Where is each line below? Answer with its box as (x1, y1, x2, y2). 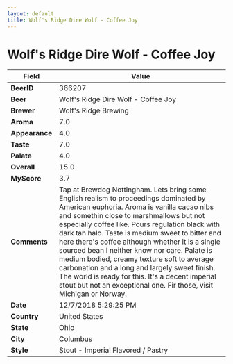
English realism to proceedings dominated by (58, 194, 206, 204)
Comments (10, 237, 49, 247)
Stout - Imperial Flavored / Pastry (58, 345, 169, 355)
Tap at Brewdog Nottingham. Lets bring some (58, 185, 207, 195)
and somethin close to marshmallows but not (58, 211, 205, 221)
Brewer (10, 106, 35, 115)
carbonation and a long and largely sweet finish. (58, 263, 216, 273)
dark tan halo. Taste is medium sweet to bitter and (58, 229, 222, 238)
